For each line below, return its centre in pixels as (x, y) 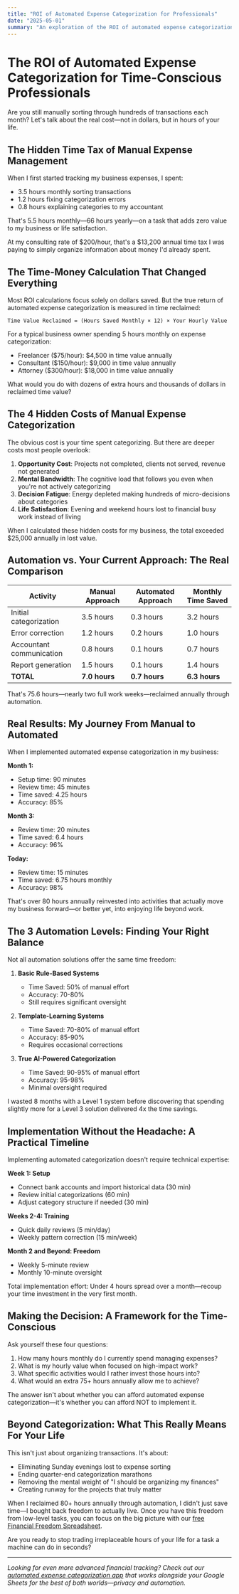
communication (37, 653)
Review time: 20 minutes (54, 830)
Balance (26, 942)
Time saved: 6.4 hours (51, 837)
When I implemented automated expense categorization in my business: (113, 752)
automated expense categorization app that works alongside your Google (116, 1575)
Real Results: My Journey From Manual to (101, 724)
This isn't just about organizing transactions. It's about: (88, 1452)
